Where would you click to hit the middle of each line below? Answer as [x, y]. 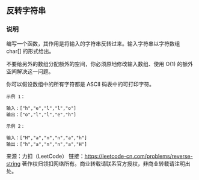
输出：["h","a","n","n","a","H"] [47, 144]
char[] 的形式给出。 [30, 51]
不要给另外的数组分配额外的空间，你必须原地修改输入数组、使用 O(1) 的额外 [100, 64]
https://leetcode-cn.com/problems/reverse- [139, 156]
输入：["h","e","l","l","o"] [41, 108]
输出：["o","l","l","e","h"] [41, 115]
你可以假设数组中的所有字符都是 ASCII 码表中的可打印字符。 [81, 84]
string [14, 163]
